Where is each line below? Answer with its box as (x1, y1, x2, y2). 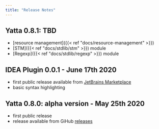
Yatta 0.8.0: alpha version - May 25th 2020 (5, 99, 145, 108)
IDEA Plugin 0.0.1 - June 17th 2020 (5, 65, 117, 74)
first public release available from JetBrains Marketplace (12, 79, 131, 85)
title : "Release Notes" (5, 7, 56, 13)
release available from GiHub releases (12, 118, 93, 124)
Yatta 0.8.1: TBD (5, 27, 57, 35)
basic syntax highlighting (12, 85, 65, 91)
